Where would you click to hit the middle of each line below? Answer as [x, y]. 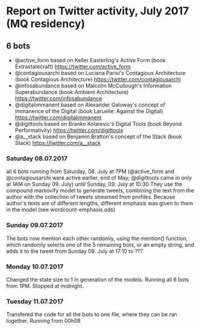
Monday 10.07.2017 [35, 267]
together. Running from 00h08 [44, 321]
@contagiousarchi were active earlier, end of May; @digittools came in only [99, 178]
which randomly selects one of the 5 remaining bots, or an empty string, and [100, 244]
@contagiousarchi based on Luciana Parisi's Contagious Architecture [100, 73]
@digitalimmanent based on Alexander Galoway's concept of [90, 105]
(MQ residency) [46, 24]
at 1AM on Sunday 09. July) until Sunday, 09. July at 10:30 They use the [94, 184]
